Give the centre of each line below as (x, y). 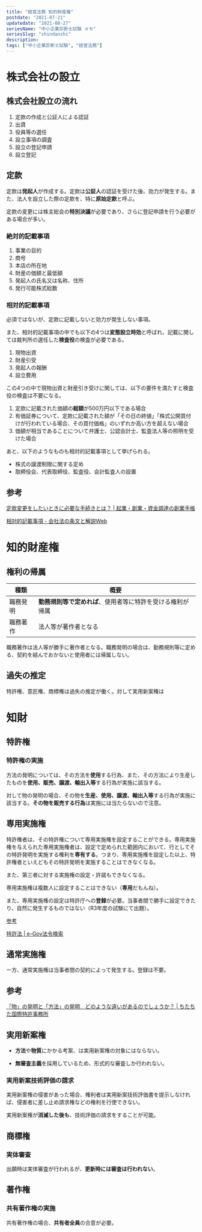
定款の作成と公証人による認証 (52, 117)
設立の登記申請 (33, 147)
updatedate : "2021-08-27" (38, 23)
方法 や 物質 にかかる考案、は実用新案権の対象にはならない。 (89, 1050)
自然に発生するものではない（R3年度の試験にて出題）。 (84, 908)
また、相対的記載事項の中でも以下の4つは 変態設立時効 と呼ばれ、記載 (92, 332)
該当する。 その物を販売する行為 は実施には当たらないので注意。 (85, 803)
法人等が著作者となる (68, 627)
